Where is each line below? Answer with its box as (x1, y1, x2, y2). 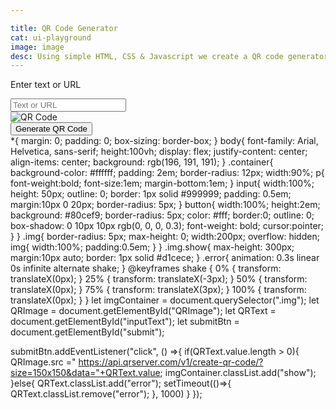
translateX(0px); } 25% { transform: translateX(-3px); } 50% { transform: (10, 273, 308, 285)
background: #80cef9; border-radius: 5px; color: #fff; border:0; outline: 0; (10, 209, 315, 221)
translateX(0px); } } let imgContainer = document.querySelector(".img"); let (10, 294, 320, 306)
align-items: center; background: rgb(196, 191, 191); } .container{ (10, 156, 274, 168)
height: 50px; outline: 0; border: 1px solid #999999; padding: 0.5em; (10, 188, 292, 200)
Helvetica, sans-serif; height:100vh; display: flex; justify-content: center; (10, 146, 308, 158)
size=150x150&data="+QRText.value (10, 367, 161, 379)
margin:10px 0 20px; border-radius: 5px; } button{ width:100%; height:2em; (10, 199, 321, 211)
